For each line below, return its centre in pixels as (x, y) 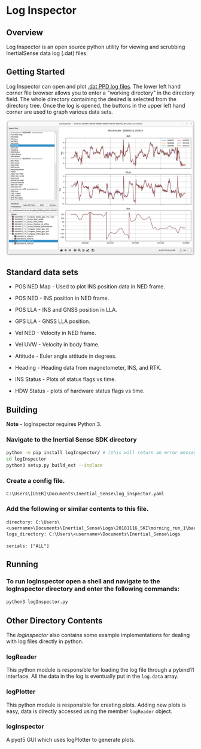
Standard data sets (42, 272)
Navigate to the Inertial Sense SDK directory (72, 439)
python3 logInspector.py (37, 602)
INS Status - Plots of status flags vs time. (66, 379)
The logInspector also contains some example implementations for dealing (98, 635)
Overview (25, 33)
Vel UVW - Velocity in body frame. (57, 345)
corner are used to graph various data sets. (60, 112)
